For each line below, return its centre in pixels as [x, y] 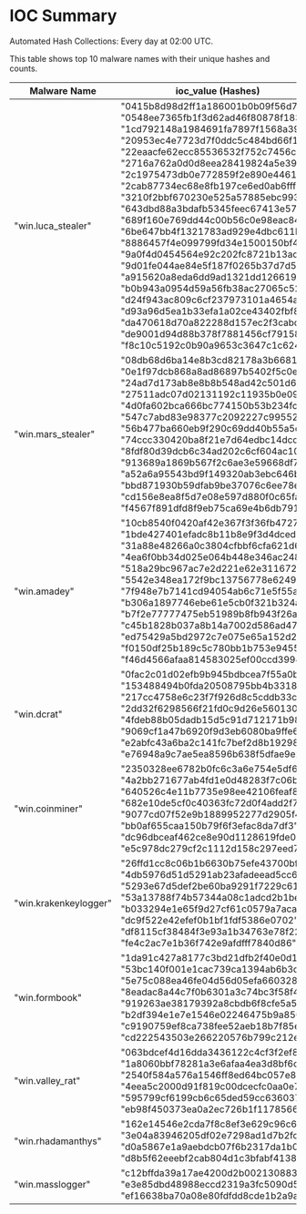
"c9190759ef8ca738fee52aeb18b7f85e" [212, 1025]
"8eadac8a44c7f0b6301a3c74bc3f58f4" [212, 992]
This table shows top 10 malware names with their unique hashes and [140, 58]
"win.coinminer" [49, 809]
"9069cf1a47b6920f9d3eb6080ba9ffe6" [212, 731]
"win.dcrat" [38, 714]
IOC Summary [63, 16]
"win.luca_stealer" [53, 226]
